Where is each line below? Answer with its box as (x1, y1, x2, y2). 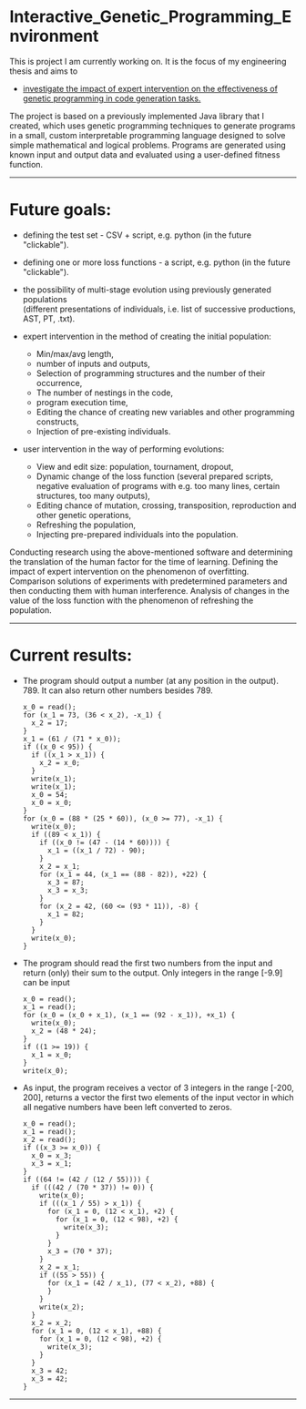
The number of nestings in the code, (36, 387, 173, 398)
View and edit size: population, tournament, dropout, (36, 461, 234, 472)
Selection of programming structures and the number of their (36, 367, 266, 379)
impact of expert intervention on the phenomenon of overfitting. (9, 566, 250, 577)
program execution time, (36, 396, 129, 407)
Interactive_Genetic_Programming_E (9, 6, 292, 27)
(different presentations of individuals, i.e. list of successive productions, (22, 303, 296, 314)
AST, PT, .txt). (22, 312, 76, 324)
